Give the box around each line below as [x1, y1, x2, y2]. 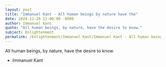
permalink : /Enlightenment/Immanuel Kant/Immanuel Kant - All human [5, 35, 149, 40]
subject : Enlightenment [5, 30, 54, 35]
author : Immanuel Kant [5, 21, 52, 26]
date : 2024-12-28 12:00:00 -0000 [5, 16, 74, 21]
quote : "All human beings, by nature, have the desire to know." [5, 25, 142, 30]
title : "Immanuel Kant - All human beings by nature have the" [5, 12, 138, 17]
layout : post [5, 7, 32, 12]
